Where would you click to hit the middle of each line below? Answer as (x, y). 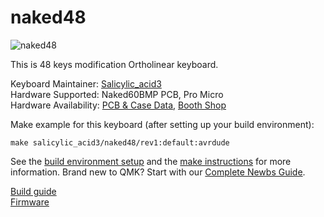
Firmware (30, 202)
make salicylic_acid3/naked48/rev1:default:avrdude (120, 142)
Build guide (33, 191)
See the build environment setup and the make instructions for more (151, 161)
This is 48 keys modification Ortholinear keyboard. (114, 64)
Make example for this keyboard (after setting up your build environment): (162, 124)
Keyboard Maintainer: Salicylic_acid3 (86, 83)
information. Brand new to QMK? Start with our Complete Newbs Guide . (158, 172)
